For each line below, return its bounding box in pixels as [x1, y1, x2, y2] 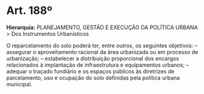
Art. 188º [6, 4, 53, 18]
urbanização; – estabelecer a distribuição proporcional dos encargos [6, 55, 180, 62]
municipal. [6, 80, 32, 88]
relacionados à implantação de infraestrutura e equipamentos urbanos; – [6, 61, 189, 69]
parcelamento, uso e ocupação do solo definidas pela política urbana [6, 74, 180, 81]
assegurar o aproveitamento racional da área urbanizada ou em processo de [6, 48, 199, 55]
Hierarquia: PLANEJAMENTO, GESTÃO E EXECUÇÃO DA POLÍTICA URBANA [6, 24, 198, 31]
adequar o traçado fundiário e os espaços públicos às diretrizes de [6, 67, 175, 75]
